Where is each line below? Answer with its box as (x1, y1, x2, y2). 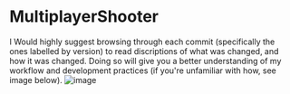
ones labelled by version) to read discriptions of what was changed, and (9, 45, 279, 56)
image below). (9, 74, 63, 85)
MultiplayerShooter (9, 6, 159, 27)
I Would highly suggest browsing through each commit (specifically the (9, 36, 275, 47)
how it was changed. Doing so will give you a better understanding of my (9, 55, 282, 66)
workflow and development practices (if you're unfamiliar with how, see (9, 65, 276, 76)
